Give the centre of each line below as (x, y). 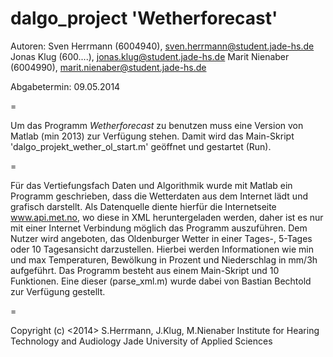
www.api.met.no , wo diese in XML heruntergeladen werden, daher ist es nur (167, 217)
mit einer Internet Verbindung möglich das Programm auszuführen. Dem (159, 228)
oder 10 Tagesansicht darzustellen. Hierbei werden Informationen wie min (162, 249)
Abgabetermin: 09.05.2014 (65, 86)
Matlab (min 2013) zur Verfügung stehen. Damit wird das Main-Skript (152, 136)
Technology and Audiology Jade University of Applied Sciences (141, 341)
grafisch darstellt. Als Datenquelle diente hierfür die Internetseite (143, 206)
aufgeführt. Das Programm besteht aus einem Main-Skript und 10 (145, 270)
